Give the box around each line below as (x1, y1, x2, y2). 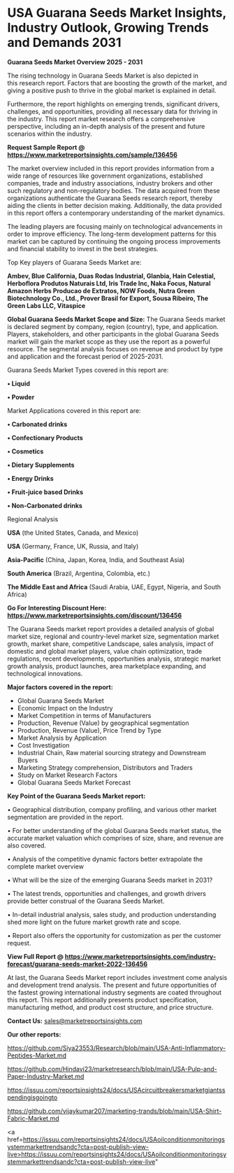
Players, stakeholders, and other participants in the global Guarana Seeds (7, 330, 219, 338)
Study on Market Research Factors (17, 771, 117, 779)
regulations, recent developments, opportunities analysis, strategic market (7, 654, 221, 663)
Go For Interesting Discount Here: (7, 603, 107, 612)
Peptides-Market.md (7, 1051, 67, 1060)
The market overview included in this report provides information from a (7, 164, 214, 172)
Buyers (17, 756, 38, 764)
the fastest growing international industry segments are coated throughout (7, 988, 222, 997)
